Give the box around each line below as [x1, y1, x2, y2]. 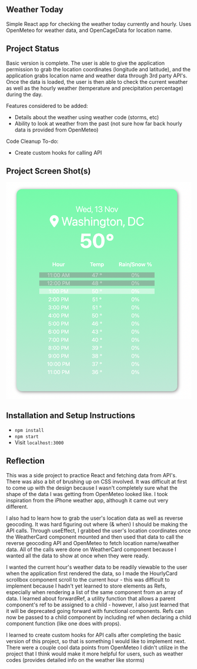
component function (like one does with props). [6, 619, 122, 627]
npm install [14, 427, 44, 433]
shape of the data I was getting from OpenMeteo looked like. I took [6, 490, 168, 497]
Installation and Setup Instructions [6, 411, 135, 421]
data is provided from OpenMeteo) [14, 126, 99, 133]
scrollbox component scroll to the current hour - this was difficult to [6, 576, 170, 583]
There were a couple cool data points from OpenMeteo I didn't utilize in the [6, 644, 188, 651]
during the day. [6, 91, 43, 98]
